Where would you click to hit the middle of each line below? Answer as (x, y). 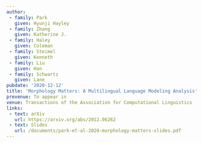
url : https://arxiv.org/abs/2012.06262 (65, 119)
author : (16, 12)
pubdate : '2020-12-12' (35, 86)
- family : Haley (30, 40)
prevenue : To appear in (37, 97)
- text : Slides (28, 125)
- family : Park (28, 18)
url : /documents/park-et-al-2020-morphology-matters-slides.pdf (98, 131)
